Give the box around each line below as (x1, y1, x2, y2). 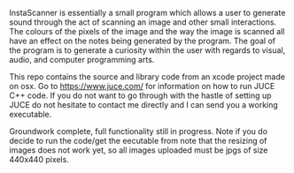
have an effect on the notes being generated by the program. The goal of (9, 35, 276, 46)
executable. (9, 109, 52, 119)
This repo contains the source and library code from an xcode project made (9, 71, 286, 82)
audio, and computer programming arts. (9, 55, 155, 64)
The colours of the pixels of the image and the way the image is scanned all (9, 26, 285, 36)
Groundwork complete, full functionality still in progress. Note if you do (9, 126, 268, 136)
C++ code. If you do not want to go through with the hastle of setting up (9, 90, 272, 101)
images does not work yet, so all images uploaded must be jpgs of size (9, 145, 268, 155)
